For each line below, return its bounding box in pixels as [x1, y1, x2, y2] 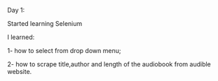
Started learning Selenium [7, 20, 83, 27]
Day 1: [7, 6, 25, 14]
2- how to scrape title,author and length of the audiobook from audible [7, 60, 212, 68]
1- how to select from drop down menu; [7, 47, 121, 54]
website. [7, 68, 32, 75]
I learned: [7, 33, 35, 41]
